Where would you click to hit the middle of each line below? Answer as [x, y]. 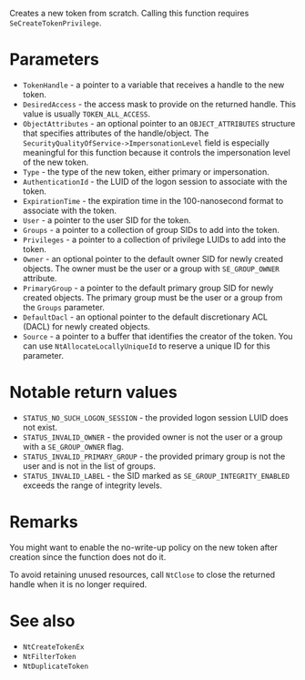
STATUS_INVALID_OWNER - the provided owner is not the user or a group [152, 437]
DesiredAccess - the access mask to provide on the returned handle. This [159, 104]
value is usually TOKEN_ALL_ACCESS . [86, 114]
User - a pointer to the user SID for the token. [107, 220]
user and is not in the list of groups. [89, 466]
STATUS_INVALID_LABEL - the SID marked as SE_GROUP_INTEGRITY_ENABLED [156, 475]
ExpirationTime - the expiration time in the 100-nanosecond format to [153, 200]
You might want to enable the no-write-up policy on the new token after [143, 547]
